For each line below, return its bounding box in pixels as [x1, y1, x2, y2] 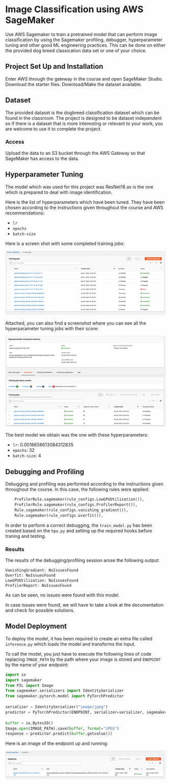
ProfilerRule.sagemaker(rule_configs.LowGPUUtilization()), [14, 497, 145, 502]
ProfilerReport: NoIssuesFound [5, 583, 72, 588]
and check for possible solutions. [5, 607, 75, 613]
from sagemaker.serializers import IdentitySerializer [5, 688, 124, 693]
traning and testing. [5, 533, 46, 539]
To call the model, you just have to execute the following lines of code [5, 651, 152, 657]
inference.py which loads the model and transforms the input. [5, 641, 136, 647]
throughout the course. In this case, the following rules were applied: [5, 486, 150, 493]
